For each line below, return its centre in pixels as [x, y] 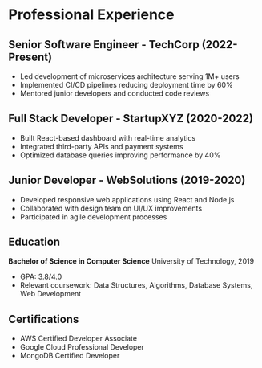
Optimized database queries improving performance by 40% [120, 155]
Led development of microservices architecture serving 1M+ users [129, 76]
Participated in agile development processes [93, 217]
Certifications [44, 319]
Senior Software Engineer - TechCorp [104, 45]
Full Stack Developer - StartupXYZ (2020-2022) [131, 119]
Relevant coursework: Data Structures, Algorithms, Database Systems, [136, 285]
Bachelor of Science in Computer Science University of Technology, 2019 [131, 261]
